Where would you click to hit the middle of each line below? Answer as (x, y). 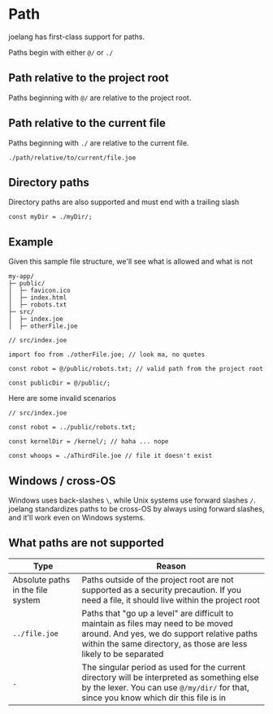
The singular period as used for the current (164, 667)
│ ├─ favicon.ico (39, 291)
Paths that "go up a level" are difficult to (158, 613)
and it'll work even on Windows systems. (77, 518)
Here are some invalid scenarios (62, 398)
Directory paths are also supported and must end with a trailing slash (124, 202)
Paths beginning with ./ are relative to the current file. (99, 142)
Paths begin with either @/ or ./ (61, 52)
